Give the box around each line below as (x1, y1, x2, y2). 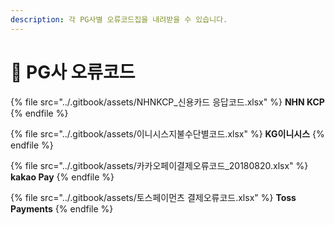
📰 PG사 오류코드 (10, 61, 136, 83)
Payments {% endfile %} (10, 202, 114, 215)
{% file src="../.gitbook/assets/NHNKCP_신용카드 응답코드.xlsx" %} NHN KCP (10, 96, 325, 108)
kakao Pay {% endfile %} (10, 171, 115, 183)
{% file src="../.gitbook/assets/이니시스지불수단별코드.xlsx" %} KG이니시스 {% (10, 127, 325, 140)
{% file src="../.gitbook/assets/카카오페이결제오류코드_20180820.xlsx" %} (10, 159, 309, 171)
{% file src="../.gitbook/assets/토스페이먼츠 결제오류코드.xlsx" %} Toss (10, 191, 297, 203)
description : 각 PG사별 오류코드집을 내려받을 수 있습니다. (10, 14, 228, 25)
